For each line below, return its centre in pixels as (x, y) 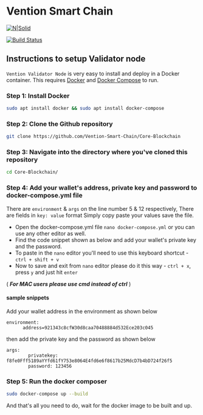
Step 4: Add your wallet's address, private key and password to (102, 188)
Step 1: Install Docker (38, 95)
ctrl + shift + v (37, 259)
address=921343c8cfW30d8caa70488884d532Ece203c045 (88, 328)
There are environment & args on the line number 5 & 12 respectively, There (100, 208)
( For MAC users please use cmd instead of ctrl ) (69, 284)
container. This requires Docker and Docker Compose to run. (83, 80)
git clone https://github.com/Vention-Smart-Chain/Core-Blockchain (94, 137)
